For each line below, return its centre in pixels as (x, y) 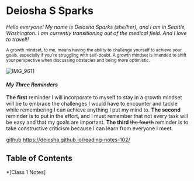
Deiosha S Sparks (50, 11)
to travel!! (18, 39)
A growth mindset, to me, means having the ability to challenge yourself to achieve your (94, 50)
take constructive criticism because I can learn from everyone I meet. (90, 128)
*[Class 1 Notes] (26, 172)
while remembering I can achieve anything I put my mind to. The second (93, 110)
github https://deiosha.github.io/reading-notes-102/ (68, 140)
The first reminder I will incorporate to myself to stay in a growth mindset (94, 98)
